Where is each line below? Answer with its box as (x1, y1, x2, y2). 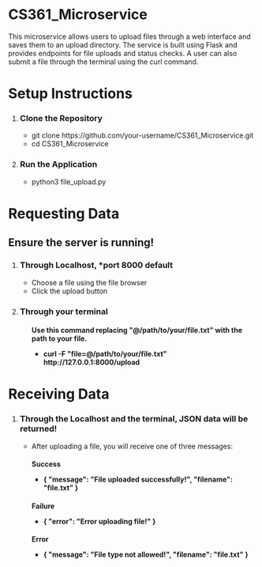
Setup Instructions (8, 85, 133, 103)
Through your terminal (19, 306, 108, 317)
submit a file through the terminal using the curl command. (8, 57, 199, 66)
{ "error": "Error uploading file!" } (43, 516, 156, 526)
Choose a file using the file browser (31, 278, 148, 287)
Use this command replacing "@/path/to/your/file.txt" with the (31, 326, 243, 335)
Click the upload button (31, 286, 108, 296)
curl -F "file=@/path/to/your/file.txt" (43, 350, 167, 359)
